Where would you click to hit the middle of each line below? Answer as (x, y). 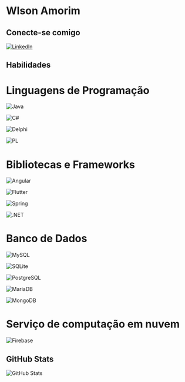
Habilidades (28, 65)
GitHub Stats (30, 359)
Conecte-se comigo (43, 33)
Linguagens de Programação (78, 90)
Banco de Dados (47, 239)
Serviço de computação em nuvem (93, 324)
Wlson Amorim (43, 11)
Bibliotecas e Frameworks (70, 164)
